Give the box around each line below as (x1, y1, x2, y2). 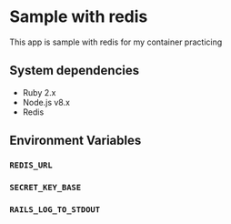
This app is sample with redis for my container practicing (9, 36, 223, 47)
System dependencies (9, 63, 139, 78)
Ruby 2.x (22, 87, 56, 97)
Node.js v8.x (22, 97, 71, 107)
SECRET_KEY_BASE (9, 182, 82, 192)
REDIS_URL (9, 160, 53, 170)
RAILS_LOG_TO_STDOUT (9, 204, 101, 215)
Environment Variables (9, 133, 142, 148)
